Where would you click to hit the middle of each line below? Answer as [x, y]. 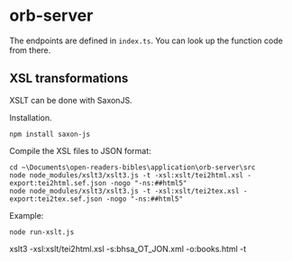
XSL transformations [69, 79]
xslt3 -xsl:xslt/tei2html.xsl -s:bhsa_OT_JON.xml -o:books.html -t [128, 248]
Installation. [31, 117]
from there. [30, 50]
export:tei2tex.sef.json [56, 199]
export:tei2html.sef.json [58, 183]
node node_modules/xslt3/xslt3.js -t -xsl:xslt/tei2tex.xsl [125, 191]
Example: [27, 215]
